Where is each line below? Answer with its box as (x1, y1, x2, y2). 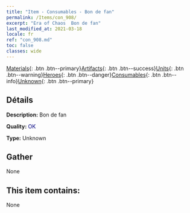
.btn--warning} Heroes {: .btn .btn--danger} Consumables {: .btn (6, 71, 161, 78)
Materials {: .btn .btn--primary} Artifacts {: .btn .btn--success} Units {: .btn (6, 65, 184, 72)
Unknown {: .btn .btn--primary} (17, 77, 94, 84)
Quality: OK (6, 122, 36, 130)
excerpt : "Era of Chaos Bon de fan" (6, 20, 101, 26)
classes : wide (6, 48, 42, 54)
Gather (6, 151, 33, 162)
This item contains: (6, 185, 80, 196)
